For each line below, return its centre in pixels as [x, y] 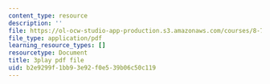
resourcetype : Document [48, 53]
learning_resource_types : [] [57, 46]
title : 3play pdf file [46, 61]
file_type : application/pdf [55, 38]
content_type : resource [48, 16]
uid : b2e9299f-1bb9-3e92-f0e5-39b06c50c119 [82, 68]
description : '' [35, 23]
